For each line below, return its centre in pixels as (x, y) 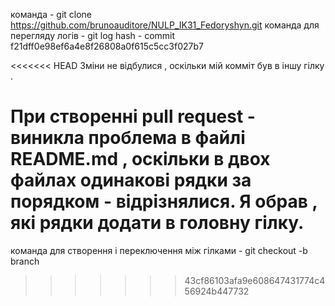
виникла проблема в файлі (128, 138)
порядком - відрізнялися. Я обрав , (164, 201)
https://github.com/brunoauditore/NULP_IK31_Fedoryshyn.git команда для (165, 25)
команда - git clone (51, 14)
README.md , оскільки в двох (140, 159)
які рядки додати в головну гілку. (157, 223)
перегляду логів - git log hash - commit (93, 35)
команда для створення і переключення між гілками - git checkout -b (159, 250)
